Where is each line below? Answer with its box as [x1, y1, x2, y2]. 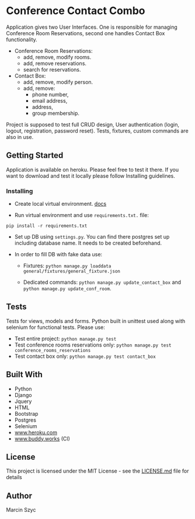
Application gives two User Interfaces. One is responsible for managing [6, 23, 178, 30]
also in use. [6, 133, 34, 140]
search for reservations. [23, 66, 81, 73]
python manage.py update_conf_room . [23, 285, 112, 292]
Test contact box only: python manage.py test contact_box [14, 352, 156, 359]
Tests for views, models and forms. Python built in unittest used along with [6, 317, 186, 324]
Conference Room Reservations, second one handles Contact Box [6, 29, 165, 36]
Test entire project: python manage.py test [14, 335, 117, 342]
